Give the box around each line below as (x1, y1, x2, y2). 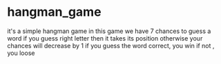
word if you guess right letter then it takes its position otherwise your (7, 34, 203, 42)
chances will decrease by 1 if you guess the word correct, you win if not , (7, 41, 215, 50)
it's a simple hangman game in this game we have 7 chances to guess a (7, 27, 211, 35)
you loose (7, 49, 35, 57)
